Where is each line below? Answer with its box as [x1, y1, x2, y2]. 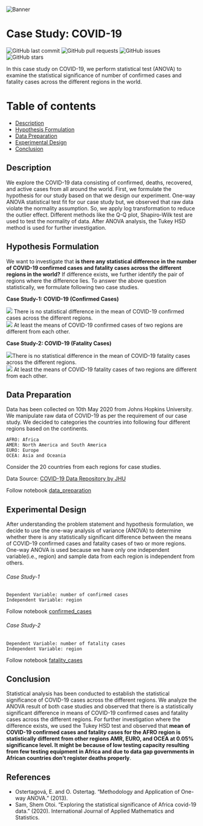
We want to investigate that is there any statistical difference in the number [6, 258, 197, 265]
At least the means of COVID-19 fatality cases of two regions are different [13, 366, 197, 373]
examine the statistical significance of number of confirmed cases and [6, 72, 182, 79]
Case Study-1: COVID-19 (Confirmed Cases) [6, 295, 119, 303]
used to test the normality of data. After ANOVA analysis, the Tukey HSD [6, 217, 186, 224]
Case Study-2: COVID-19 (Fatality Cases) [6, 340, 112, 347]
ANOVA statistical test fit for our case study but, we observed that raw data [6, 198, 194, 206]
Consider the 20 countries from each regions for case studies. [6, 463, 161, 471]
